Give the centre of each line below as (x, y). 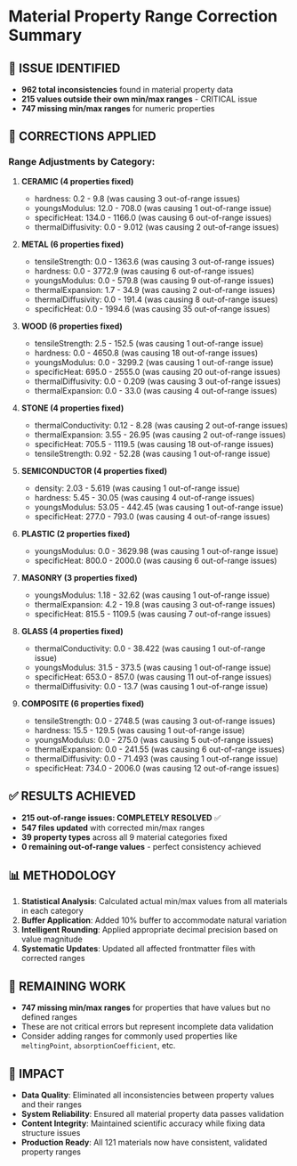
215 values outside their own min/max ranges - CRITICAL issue (139, 99)
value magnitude (52, 939)
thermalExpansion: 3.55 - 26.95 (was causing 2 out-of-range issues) (160, 435)
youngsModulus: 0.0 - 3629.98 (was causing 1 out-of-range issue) (157, 550)
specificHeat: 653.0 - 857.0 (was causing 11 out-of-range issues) (153, 677)
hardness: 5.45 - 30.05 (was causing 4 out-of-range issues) (144, 497)
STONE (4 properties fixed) (72, 408)
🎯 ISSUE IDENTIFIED (64, 68)
